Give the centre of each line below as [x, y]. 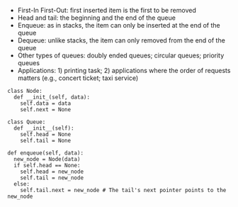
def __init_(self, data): [52, 97]
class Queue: [27, 122]
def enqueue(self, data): [45, 153]
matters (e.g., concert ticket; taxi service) [78, 78]
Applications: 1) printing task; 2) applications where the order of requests [124, 71]
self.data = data [46, 103]
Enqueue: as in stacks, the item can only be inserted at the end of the [119, 25]
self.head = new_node [52, 172]
